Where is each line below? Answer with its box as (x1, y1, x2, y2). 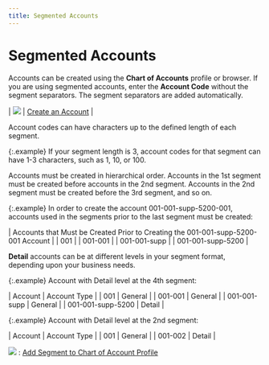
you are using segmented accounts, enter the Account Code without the (8, 81, 249, 91)
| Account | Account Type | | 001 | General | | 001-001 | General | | (8, 291, 226, 301)
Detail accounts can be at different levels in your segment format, (8, 251, 226, 261)
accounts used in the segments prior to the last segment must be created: (8, 211, 253, 221)
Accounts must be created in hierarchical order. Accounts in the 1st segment (8, 170, 261, 180)
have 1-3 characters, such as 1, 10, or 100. (8, 154, 147, 165)
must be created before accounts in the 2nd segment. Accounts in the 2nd (8, 178, 255, 189)
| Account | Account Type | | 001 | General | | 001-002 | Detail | (8, 330, 216, 340)
